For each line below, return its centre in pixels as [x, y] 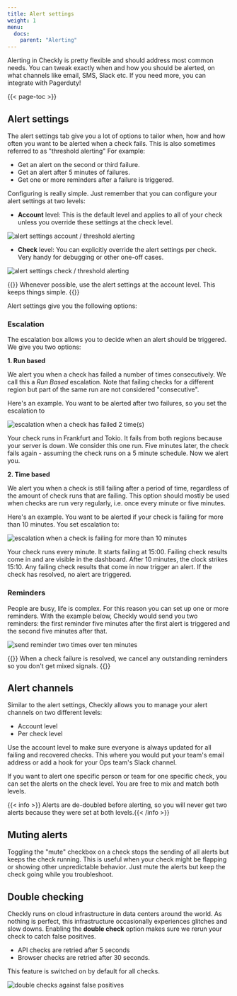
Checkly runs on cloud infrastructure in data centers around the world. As [115, 913]
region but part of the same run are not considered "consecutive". [103, 389]
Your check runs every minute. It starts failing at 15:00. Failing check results [117, 552]
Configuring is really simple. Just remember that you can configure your [112, 193]
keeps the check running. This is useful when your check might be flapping [117, 859]
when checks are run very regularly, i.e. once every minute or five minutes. [116, 503]
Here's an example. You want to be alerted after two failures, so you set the [117, 403]
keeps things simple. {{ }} [44, 292]
